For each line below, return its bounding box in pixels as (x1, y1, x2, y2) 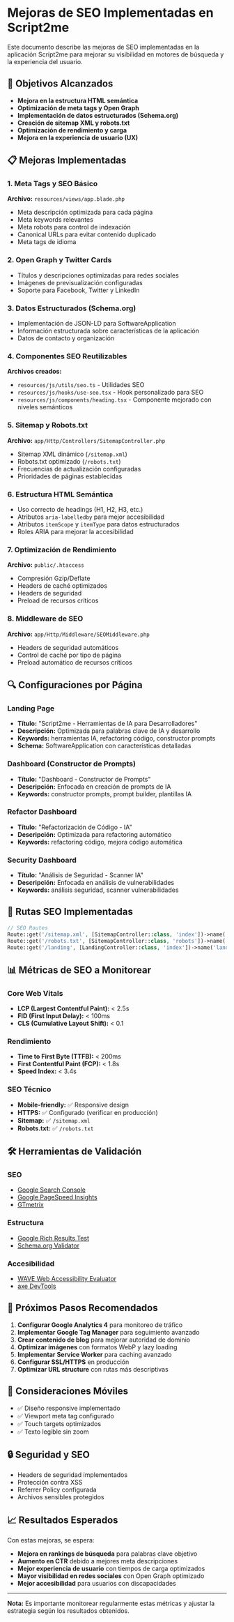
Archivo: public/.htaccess (7, 561, 85, 569)
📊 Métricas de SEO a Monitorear (7, 964, 152, 976)
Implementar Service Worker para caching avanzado (17, 1350, 172, 1358)
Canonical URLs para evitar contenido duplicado (17, 230, 157, 238)
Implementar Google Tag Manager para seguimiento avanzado (17, 1328, 200, 1336)
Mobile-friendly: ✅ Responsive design (17, 1100, 129, 1109)
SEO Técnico (7, 1084, 52, 1094)
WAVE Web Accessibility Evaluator (17, 1274, 117, 1282)
